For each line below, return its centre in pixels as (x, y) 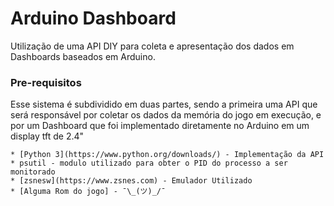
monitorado (33, 172)
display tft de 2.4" (47, 136)
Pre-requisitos (46, 82)
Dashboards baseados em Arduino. (83, 56)
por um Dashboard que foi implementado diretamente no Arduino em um (160, 126)
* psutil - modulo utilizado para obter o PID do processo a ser (149, 163)
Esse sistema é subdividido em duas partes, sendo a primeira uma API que (164, 104)
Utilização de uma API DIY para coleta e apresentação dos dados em (152, 46)
